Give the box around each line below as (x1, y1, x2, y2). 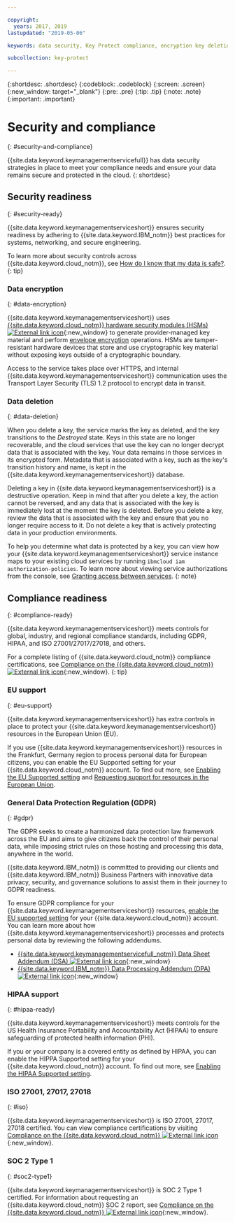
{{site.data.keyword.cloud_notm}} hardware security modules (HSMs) (7, 321, 208, 330)
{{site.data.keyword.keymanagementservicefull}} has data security (7, 156, 201, 164)
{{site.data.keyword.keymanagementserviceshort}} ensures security (7, 223, 205, 232)
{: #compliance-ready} (7, 611, 73, 619)
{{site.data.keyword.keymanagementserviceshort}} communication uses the (7, 372, 227, 380)
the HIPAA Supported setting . (7, 1070, 92, 1078)
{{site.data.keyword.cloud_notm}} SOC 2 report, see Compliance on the (7, 1201, 214, 1209)
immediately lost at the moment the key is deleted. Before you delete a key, (7, 507, 224, 515)
